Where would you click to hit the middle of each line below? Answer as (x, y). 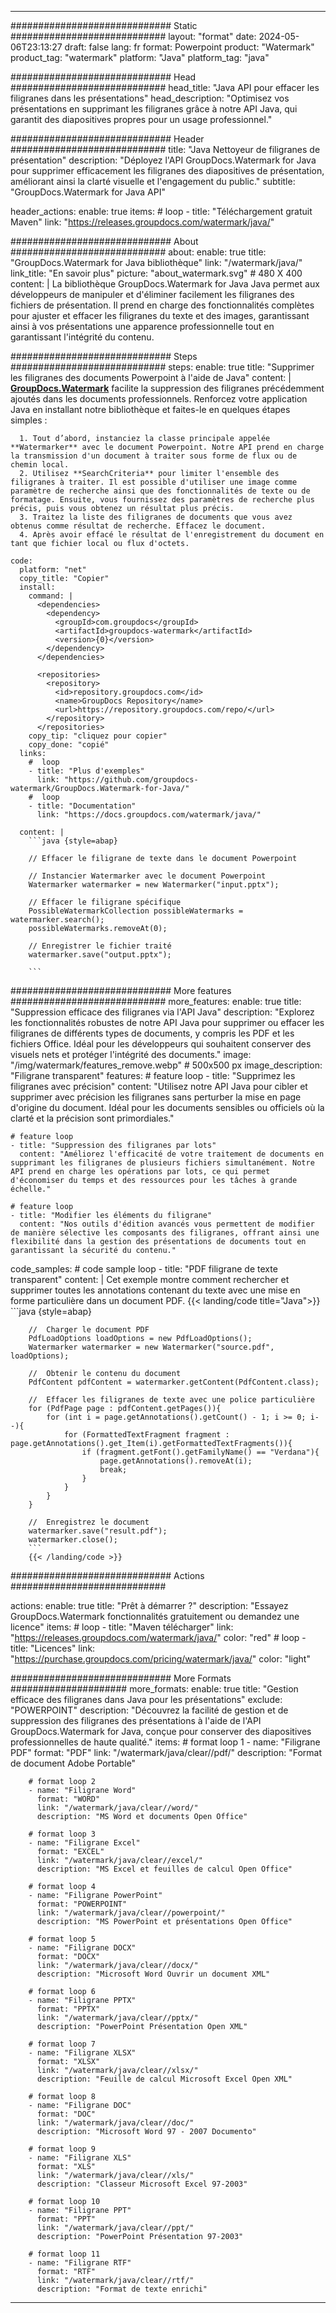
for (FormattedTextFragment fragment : (146, 1435)
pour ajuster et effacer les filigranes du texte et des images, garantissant (160, 315)
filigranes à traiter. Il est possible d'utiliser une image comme (154, 482)
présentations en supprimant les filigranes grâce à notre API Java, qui (154, 109)
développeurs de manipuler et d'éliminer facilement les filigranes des (152, 294)
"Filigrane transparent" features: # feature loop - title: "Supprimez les (153, 1075)
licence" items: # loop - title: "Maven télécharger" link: (122, 1627)
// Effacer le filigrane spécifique (105, 902)
